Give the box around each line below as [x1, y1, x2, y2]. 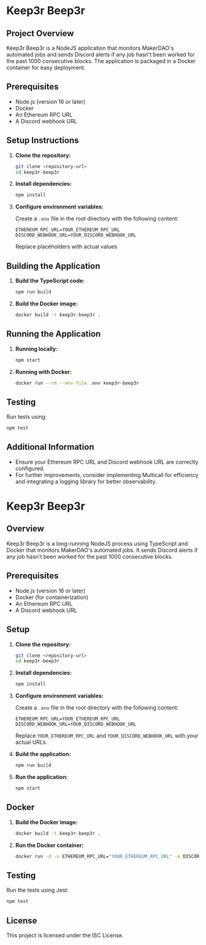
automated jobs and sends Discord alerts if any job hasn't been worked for [6, 51, 195, 58]
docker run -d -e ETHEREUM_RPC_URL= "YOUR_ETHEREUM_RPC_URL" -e [15, 853, 181, 859]
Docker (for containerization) [15, 593, 89, 601]
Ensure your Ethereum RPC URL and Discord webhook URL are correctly [15, 458, 199, 465]
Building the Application [6, 261, 101, 271]
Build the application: [15, 751, 71, 758]
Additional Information [6, 442, 94, 453]
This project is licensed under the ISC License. [6, 932, 124, 939]
